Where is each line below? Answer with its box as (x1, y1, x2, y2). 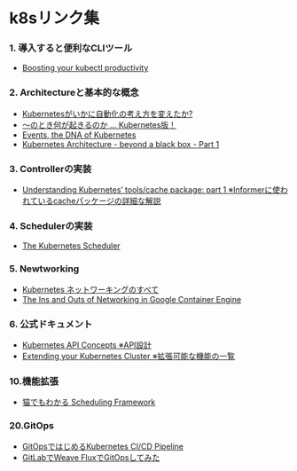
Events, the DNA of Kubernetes (21, 130, 137, 140)
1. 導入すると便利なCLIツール (9, 42, 133, 54)
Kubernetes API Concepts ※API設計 (21, 339, 152, 350)
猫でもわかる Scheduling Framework (21, 396, 156, 408)
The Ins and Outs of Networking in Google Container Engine (21, 294, 242, 304)
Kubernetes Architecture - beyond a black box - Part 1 (21, 138, 220, 149)
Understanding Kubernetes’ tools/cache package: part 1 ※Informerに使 (21, 184, 281, 195)
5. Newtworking (9, 263, 80, 275)
